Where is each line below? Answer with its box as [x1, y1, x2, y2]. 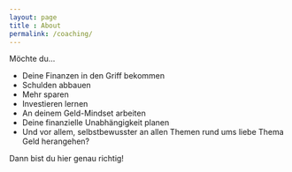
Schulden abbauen [21, 80, 91, 91]
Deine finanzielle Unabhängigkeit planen [21, 117, 170, 128]
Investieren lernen [21, 99, 88, 109]
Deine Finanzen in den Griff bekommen [21, 71, 165, 81]
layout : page [9, 12, 58, 22]
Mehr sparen [21, 89, 69, 100]
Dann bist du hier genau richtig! [9, 153, 124, 164]
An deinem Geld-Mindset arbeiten [21, 108, 146, 119]
